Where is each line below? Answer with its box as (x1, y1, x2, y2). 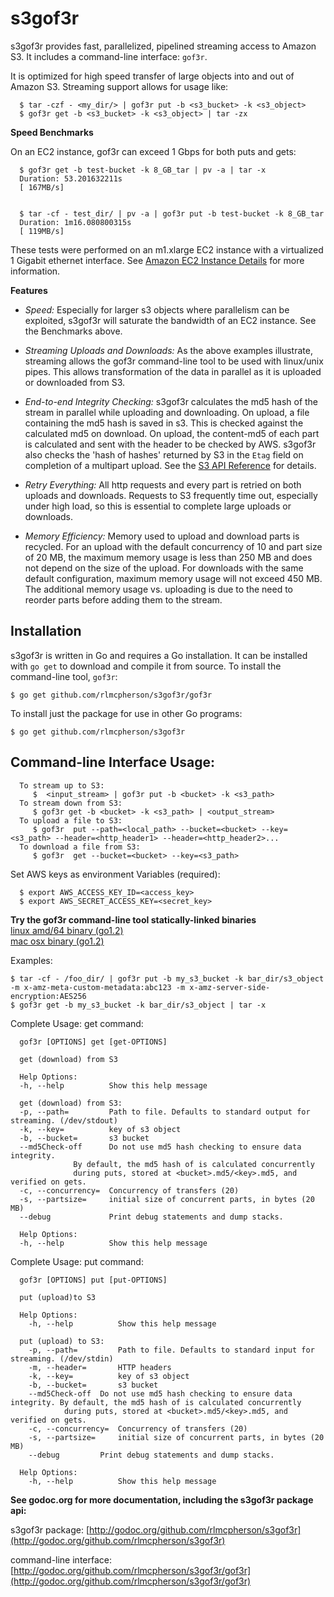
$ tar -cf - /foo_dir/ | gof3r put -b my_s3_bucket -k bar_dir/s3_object (10, 973, 325, 984)
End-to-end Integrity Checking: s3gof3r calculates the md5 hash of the (24, 395, 319, 407)
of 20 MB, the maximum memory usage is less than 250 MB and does (24, 551, 313, 563)
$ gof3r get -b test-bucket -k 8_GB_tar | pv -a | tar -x (19, 165, 267, 175)
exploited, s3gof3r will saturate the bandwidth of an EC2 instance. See (24, 314, 317, 326)
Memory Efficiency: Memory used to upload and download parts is (24, 530, 300, 542)
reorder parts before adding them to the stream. (24, 593, 223, 606)
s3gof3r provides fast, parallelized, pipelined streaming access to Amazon (10, 40, 317, 52)
